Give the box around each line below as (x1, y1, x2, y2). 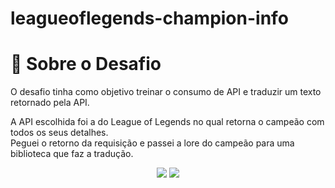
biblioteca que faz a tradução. (10, 148, 134, 160)
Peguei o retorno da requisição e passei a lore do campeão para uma (10, 137, 295, 149)
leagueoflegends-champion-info (10, 7, 289, 30)
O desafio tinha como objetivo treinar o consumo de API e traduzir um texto (10, 86, 322, 98)
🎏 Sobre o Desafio (10, 53, 162, 76)
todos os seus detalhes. (10, 127, 109, 139)
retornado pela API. (10, 97, 90, 109)
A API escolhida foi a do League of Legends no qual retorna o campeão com (10, 116, 325, 128)
